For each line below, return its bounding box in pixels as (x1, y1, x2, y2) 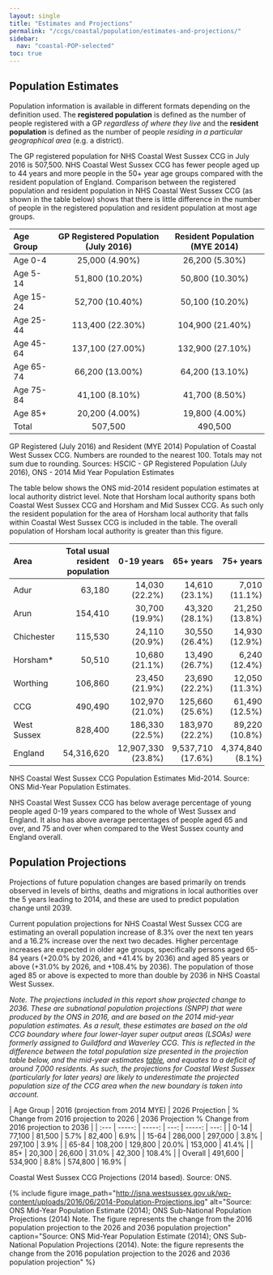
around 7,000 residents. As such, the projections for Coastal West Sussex (9, 1063, 256, 1073)
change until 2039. (9, 903, 72, 913)
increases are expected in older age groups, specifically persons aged (9, 944, 245, 954)
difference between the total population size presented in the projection (9, 1046, 249, 1056)
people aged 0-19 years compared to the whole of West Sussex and (9, 806, 237, 815)
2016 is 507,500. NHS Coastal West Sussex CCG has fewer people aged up (9, 160, 260, 169)
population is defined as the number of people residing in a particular (9, 126, 243, 136)
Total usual (65, 545, 110, 556)
